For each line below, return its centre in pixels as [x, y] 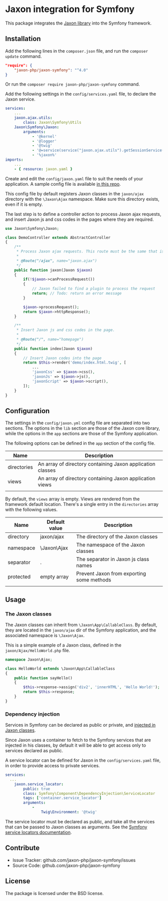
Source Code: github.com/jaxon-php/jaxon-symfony [66, 865]
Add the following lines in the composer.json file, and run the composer [77, 51]
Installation [23, 39]
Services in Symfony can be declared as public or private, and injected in [80, 725]
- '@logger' [44, 141]
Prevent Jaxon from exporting [111, 573]
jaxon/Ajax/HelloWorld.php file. [38, 650]
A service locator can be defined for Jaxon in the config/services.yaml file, [83, 760]
